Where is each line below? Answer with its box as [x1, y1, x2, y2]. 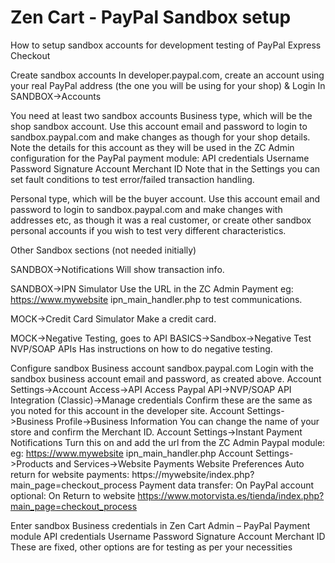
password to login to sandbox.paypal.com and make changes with [10, 203, 283, 215]
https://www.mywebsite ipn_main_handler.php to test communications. [10, 293, 303, 305]
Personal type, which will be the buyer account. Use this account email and [10, 192, 321, 205]
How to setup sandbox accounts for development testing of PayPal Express [10, 39, 322, 51]
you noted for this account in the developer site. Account [10, 404, 245, 416]
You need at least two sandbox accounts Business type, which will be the [10, 109, 313, 121]
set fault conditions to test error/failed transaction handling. [10, 173, 255, 185]
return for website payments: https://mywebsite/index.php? [10, 468, 255, 480]
